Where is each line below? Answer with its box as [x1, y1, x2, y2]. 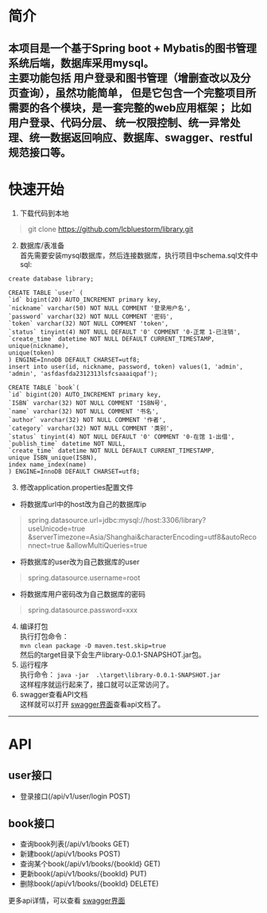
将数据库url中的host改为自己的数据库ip [19, 499, 147, 509]
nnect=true [27, 540, 65, 550]
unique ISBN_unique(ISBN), [8, 454, 98, 462]
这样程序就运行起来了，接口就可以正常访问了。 [19, 679, 173, 689]
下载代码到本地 [19, 208, 69, 218]
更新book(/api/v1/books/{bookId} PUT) [19, 869, 147, 879]
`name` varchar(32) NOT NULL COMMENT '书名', [8, 407, 159, 416]
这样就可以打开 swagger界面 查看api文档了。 [19, 699, 165, 709]
